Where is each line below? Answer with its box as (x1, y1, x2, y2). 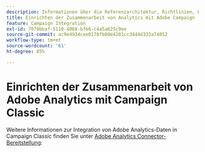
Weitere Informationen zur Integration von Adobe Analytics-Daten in (6, 126, 178, 133)
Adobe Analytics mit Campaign (6, 92, 168, 106)
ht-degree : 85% (6, 49, 45, 55)
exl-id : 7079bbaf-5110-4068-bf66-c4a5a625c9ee (6, 26, 127, 32)
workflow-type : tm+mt (6, 37, 62, 43)
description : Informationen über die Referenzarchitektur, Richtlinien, (6, 9, 195, 15)
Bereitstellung (6, 139, 41, 146)
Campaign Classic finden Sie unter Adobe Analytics (6, 132, 136, 140)
